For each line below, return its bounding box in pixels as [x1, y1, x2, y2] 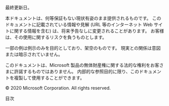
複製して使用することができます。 [14, 75, 85, 81]
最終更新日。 [5, 5, 32, 10]
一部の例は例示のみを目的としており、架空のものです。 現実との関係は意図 [5, 45, 161, 51]
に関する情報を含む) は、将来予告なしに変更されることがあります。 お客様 [9, 28, 164, 34]
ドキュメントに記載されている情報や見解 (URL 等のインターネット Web [5, 22, 153, 27]
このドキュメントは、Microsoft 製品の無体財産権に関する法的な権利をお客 [5, 62, 159, 68]
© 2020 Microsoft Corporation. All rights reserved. [5, 85, 111, 91]
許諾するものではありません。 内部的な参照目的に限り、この [14, 68, 139, 75]
